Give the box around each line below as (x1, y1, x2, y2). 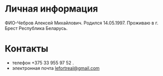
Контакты (5, 43, 49, 55)
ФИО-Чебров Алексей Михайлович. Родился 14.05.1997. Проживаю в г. (5, 20, 158, 26)
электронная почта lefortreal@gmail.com (12, 65, 100, 71)
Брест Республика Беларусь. (5, 25, 68, 31)
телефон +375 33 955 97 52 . (12, 59, 74, 66)
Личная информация (5, 3, 98, 15)
